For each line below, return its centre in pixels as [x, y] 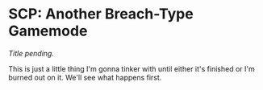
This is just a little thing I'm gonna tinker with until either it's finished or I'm [132, 68]
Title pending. [31, 53]
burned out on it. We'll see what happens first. [85, 77]
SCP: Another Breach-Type [101, 14]
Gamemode [48, 31]
